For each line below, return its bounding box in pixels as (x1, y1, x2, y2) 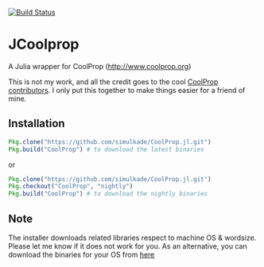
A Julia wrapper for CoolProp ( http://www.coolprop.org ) (8, 61, 192, 71)
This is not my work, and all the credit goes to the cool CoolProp (8, 76, 219, 87)
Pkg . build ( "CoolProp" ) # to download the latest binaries (8, 145, 204, 153)
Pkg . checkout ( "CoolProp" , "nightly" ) (8, 183, 134, 191)
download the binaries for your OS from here (8, 250, 155, 259)
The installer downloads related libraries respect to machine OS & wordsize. (8, 233, 257, 242)
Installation (8, 117, 65, 130)
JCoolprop (8, 36, 80, 53)
